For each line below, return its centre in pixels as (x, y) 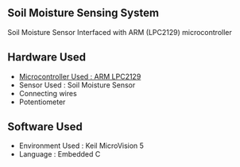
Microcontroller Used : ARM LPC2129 (80, 76)
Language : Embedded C (60, 154)
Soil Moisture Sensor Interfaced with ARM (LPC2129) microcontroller (120, 32)
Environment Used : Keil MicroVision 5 (81, 146)
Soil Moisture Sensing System (83, 13)
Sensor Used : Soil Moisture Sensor (77, 85)
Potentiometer (42, 102)
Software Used (45, 127)
